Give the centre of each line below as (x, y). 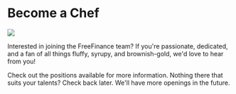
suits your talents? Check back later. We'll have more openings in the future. (119, 83)
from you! (22, 61)
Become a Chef (53, 13)
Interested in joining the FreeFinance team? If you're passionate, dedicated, (118, 46)
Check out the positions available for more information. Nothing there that (115, 75)
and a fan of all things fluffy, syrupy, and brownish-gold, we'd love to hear (116, 53)
